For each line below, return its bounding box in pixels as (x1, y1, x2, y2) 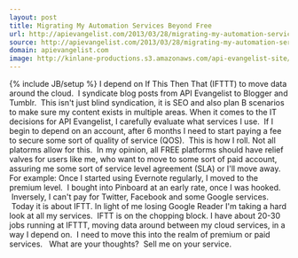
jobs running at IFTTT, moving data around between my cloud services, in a (9, 220, 286, 231)
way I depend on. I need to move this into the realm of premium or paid (9, 230, 271, 239)
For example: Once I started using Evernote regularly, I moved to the (9, 173, 259, 183)
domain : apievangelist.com (9, 46, 109, 55)
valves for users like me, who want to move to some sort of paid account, (9, 154, 278, 164)
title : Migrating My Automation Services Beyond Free (9, 21, 213, 30)
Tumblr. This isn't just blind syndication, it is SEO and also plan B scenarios (9, 98, 286, 107)
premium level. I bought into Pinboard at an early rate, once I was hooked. (9, 183, 281, 192)
